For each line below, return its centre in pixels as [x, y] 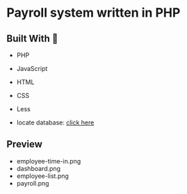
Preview [25, 144]
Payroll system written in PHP [93, 13]
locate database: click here [55, 122]
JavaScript [32, 68]
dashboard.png [38, 168]
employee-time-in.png [49, 161]
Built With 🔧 [32, 39]
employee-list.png [42, 176]
